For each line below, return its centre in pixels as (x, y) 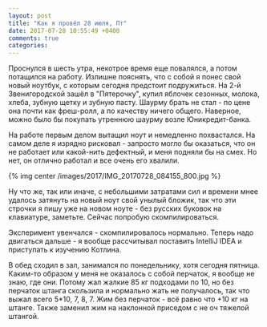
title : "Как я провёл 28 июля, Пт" (68, 23)
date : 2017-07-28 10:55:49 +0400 (64, 30)
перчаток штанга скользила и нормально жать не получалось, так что (129, 291)
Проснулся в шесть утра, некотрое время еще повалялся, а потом (123, 68)
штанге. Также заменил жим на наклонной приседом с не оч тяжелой (129, 308)
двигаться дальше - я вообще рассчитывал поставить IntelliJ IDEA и (125, 241)
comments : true (34, 38)
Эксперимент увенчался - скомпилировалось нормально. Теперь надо (131, 232)
